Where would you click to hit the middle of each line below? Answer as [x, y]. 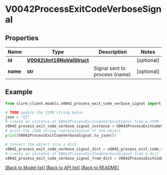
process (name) [112, 74]
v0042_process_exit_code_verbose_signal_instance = [60, 126]
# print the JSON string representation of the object [63, 131]
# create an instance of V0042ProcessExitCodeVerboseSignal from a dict [82, 154]
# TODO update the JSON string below [44, 113]
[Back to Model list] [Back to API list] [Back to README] [62, 168]
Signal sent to [110, 68]
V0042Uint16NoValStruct [58, 60]
